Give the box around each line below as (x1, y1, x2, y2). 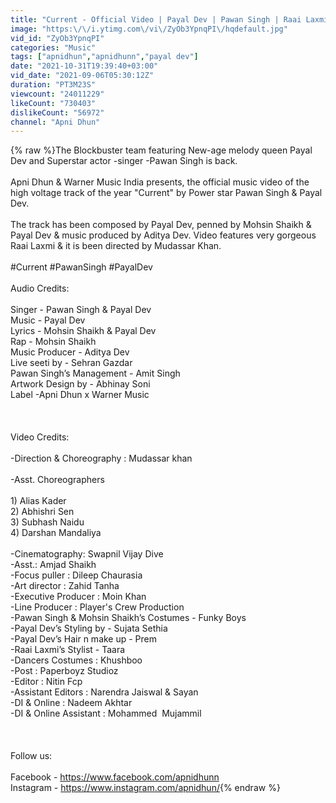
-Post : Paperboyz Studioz (10, 665, 119, 677)
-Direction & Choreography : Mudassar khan (10, 452, 193, 465)
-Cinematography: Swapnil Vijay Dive (10, 548, 164, 560)
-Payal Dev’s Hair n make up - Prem (10, 633, 158, 645)
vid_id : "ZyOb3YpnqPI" (10, 33, 105, 43)
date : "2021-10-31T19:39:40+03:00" (10, 61, 159, 71)
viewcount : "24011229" (10, 89, 105, 99)
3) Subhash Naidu (10, 516, 85, 528)
